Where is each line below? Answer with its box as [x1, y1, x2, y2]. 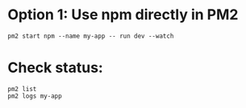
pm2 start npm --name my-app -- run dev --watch [7, 32, 174, 40]
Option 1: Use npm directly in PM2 [7, 6, 239, 24]
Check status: [7, 58, 104, 77]
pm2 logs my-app [7, 92, 62, 100]
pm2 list [7, 85, 37, 93]
